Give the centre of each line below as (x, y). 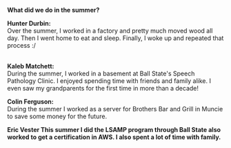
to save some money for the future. (57, 116)
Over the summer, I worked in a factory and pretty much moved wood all (110, 31)
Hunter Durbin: (29, 23)
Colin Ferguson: (30, 102)
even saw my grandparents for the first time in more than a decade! (103, 88)
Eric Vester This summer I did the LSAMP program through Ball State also (114, 130)
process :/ (21, 45)
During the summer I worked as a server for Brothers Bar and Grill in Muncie (115, 109)
